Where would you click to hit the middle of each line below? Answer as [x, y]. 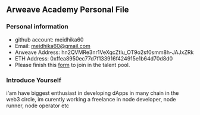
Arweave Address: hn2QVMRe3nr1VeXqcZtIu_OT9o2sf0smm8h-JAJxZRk [104, 52]
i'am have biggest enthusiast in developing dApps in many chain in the [93, 93]
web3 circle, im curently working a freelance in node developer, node [91, 99]
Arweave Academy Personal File [68, 10]
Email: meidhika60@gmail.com [52, 46]
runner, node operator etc [38, 106]
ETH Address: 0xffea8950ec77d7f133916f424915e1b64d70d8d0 [94, 58]
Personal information [37, 27]
